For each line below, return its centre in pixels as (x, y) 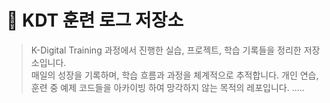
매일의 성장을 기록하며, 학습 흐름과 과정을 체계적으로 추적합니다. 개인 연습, (174, 75)
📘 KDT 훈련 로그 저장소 (95, 20)
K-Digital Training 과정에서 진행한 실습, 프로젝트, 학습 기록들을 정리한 (166, 50)
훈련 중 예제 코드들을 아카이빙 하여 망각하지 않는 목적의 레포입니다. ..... (167, 87)
